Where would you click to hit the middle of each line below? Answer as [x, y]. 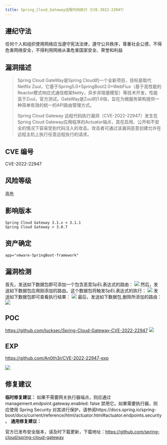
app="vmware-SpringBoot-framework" [42, 255]
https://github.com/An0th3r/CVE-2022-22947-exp [57, 358]
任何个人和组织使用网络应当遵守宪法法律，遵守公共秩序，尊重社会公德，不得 [83, 44]
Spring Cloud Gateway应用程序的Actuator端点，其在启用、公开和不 [86, 122]
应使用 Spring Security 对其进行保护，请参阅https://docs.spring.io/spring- [81, 409]
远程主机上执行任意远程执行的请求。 [54, 134]
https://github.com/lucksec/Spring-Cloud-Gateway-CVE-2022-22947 [77, 331]
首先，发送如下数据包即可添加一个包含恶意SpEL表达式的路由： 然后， [80, 284]
